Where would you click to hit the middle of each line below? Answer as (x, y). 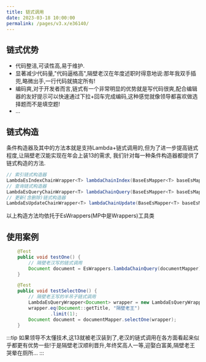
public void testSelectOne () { (57, 291)
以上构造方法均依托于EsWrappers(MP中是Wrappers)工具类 (80, 216)
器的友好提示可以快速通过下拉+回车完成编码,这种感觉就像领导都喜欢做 (104, 96)
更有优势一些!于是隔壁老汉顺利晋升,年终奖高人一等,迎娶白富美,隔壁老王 (106, 345)
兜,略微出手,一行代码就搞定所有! (55, 81)
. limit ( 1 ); (64, 314)
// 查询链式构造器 (27, 186)
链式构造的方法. (26, 163)
